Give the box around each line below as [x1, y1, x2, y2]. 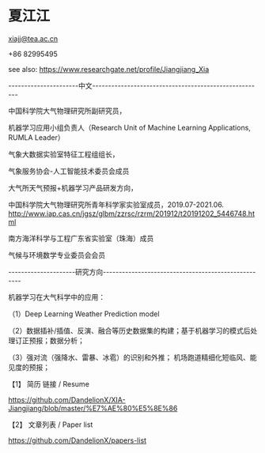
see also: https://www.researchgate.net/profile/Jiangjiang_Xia [8, 64, 210, 74]
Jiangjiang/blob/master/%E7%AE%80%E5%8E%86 [8, 403, 178, 413]
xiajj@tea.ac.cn [8, 33, 58, 43]
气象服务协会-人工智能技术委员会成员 [8, 166, 130, 176]
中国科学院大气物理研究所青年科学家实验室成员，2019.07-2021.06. [8, 199, 224, 210]
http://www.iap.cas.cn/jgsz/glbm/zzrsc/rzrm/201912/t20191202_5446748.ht [8, 209, 256, 218]
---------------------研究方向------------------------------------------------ [8, 266, 256, 277]
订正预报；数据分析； [14, 335, 85, 345]
